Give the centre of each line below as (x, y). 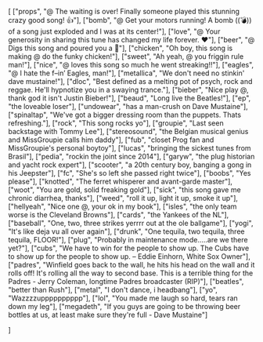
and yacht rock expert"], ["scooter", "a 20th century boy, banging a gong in (130, 165)
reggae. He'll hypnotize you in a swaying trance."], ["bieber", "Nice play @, (128, 90)
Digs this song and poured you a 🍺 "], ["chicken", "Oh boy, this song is (121, 48)
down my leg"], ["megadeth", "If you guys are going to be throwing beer (124, 306)
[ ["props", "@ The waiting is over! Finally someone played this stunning (124, 11)
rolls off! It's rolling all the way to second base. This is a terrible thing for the (131, 273)
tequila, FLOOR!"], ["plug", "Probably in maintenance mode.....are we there (128, 240)
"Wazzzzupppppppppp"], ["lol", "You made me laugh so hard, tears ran (123, 298)
